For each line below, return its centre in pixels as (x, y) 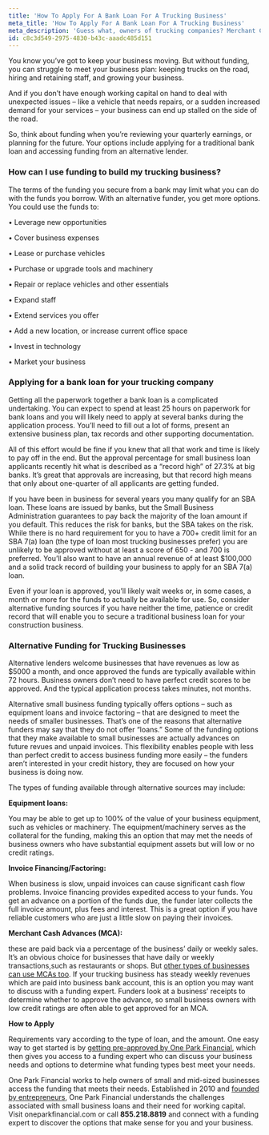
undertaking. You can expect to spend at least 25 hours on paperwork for (129, 408)
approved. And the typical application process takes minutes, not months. (130, 688)
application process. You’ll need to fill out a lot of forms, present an (119, 425)
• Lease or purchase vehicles (57, 253)
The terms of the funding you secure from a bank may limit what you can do (134, 190)
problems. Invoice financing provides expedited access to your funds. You (131, 892)
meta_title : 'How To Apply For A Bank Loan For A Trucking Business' (127, 23)
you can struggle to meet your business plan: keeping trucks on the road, (129, 70)
